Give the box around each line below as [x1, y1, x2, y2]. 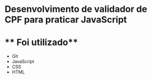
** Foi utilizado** [4, 37, 78, 48]
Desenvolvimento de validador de [4, 3, 147, 15]
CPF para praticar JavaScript [4, 14, 127, 25]
